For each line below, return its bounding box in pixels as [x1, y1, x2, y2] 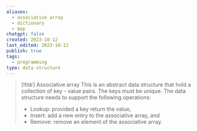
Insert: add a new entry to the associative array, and [30, 112, 160, 119]
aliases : [6, 8, 28, 15]
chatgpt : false [6, 31, 45, 37]
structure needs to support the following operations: [21, 94, 151, 101]
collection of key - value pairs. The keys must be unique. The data [21, 88, 186, 95]
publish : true [6, 48, 42, 54]
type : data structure [6, 64, 61, 71]
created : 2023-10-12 [6, 37, 59, 43]
